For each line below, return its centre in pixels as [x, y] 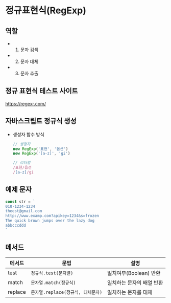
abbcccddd [16, 226]
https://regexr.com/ [26, 103]
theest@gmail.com [24, 211]
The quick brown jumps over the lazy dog [50, 221]
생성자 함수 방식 [28, 134]
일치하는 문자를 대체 [130, 292]
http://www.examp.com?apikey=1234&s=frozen [52, 216]
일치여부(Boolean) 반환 [134, 273]
